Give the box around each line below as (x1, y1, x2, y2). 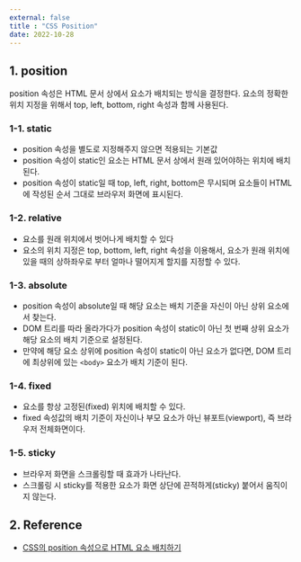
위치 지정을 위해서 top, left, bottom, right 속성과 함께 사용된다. (9, 100, 229, 111)
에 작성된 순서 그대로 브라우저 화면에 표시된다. (22, 189, 184, 200)
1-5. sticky (9, 447, 57, 459)
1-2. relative (9, 212, 63, 225)
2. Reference (9, 518, 83, 533)
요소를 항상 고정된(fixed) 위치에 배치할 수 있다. (22, 401, 186, 412)
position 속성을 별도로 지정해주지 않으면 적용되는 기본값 (22, 144, 218, 155)
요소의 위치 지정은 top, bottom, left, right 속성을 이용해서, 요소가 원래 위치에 (22, 245, 290, 255)
